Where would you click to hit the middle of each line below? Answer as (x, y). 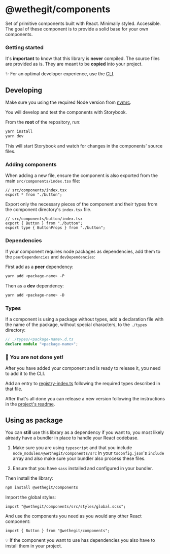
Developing (24, 90)
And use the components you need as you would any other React (74, 516)
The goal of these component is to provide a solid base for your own (77, 28)
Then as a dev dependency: (35, 286)
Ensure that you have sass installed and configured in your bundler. (83, 469)
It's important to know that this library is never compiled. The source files (82, 59)
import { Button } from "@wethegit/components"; (58, 531)
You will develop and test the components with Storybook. (66, 112)
